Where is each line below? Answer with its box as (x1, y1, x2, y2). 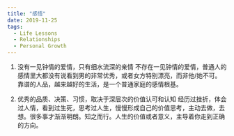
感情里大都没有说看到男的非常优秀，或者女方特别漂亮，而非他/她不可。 (17, 71, 221, 80)
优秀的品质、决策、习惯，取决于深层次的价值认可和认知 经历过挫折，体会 (17, 95, 227, 103)
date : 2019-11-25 (7, 17, 58, 24)
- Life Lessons (13, 29, 58, 37)
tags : (7, 23, 23, 30)
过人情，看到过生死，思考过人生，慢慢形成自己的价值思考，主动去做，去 (17, 104, 225, 112)
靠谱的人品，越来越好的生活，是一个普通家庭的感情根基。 (17, 80, 182, 88)
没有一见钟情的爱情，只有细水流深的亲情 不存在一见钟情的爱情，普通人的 (17, 63, 227, 70)
